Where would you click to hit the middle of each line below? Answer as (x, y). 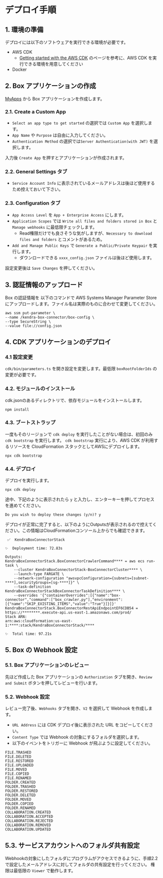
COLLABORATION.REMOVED (28, 825)
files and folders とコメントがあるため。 (62, 239)
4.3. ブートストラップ (30, 422)
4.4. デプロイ (20, 469)
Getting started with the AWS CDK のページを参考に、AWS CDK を (86, 58)
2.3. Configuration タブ (33, 203)
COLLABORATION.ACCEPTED (29, 817)
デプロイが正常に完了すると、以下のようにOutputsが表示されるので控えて (79, 525)
